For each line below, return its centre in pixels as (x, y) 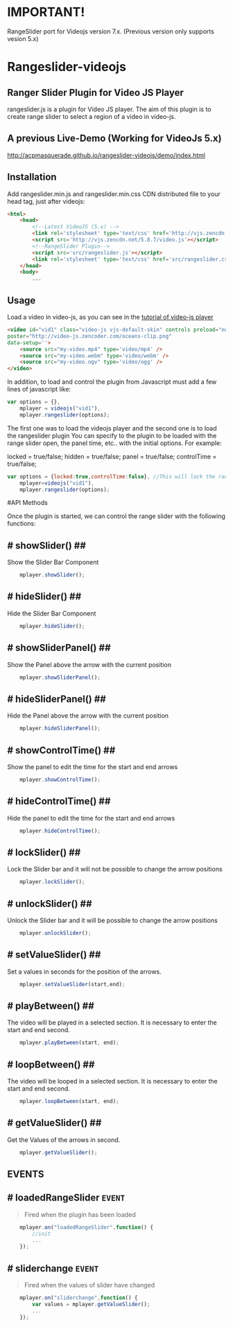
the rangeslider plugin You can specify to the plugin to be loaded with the (112, 435)
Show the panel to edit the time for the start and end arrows (93, 766)
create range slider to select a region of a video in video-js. (92, 116)
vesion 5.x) (23, 38)
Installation (32, 177)
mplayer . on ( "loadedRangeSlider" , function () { (87, 1227)
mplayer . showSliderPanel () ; (60, 677)
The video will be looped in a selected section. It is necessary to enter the (112, 1081)
